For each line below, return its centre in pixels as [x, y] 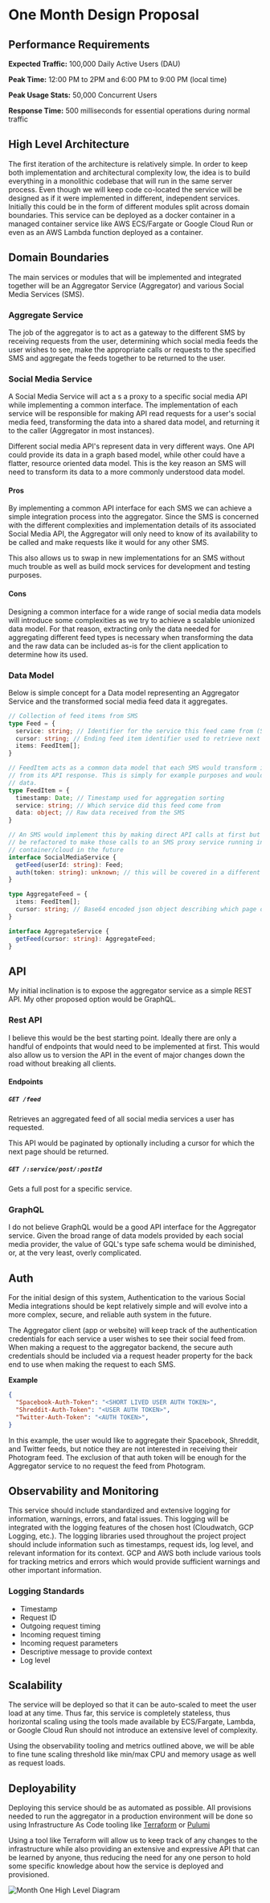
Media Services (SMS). [46, 294]
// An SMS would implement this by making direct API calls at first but [135, 835]
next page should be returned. [59, 1152]
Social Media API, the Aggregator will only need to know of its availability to [133, 534]
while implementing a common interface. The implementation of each [123, 405]
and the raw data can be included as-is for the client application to [119, 646]
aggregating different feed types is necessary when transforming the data [131, 637]
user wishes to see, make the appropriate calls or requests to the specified [132, 349]
